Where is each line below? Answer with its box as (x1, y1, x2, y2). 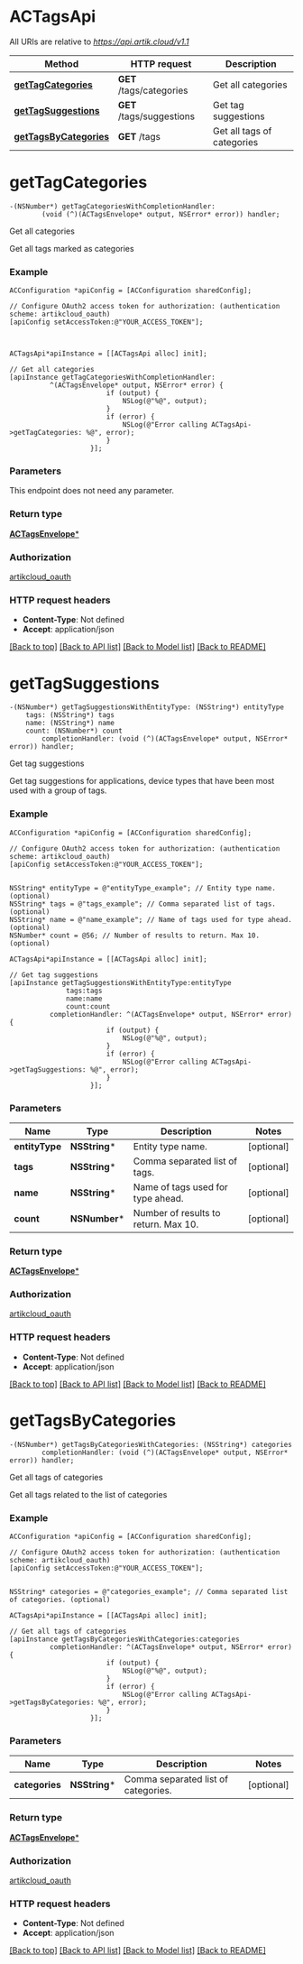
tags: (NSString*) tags (25, 711, 115, 720)
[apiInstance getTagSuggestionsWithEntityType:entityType (9, 978, 232, 987)
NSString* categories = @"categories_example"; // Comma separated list (9, 1588, 289, 1597)
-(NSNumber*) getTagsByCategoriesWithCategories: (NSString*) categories (9, 1440, 293, 1449)
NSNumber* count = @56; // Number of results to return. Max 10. (9, 931, 260, 940)
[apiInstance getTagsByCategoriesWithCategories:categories (9, 1635, 241, 1644)
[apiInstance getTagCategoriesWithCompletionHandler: (9, 373, 216, 383)
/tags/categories (117, 84, 188, 97)
